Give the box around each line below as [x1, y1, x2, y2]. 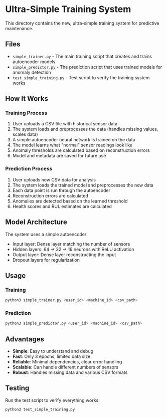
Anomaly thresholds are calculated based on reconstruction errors [12, 147, 150, 153]
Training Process [5, 109, 48, 116]
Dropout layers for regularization [12, 257, 80, 263]
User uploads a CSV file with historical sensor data [12, 121, 118, 127]
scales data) [12, 131, 39, 137]
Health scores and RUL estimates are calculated [12, 203, 112, 209]
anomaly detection [12, 69, 51, 75]
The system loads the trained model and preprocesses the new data [12, 182, 154, 188]
